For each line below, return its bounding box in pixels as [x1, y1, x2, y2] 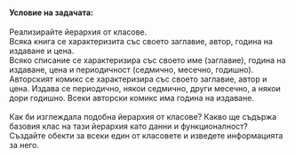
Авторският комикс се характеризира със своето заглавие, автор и [9, 74, 267, 84]
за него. [9, 140, 40, 151]
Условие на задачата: [9, 7, 94, 18]
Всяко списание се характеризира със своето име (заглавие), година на [9, 55, 286, 66]
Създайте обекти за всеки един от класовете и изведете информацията [9, 130, 283, 141]
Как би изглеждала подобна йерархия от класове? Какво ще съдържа [9, 112, 277, 122]
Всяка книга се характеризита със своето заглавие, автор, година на [9, 36, 274, 47]
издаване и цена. [9, 45, 75, 57]
